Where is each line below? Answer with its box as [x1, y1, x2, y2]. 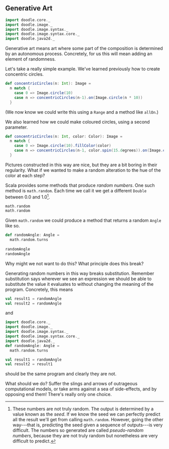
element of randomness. [5, 56, 56, 62]
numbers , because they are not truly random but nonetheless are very [12, 433, 158, 439]
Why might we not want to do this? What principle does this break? [5, 260, 144, 267]
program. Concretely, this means [5, 286, 73, 292]
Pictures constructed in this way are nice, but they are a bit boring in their [5, 162, 157, 168]
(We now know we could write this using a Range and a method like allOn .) [5, 109, 159, 115]
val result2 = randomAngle [5, 301, 62, 306]
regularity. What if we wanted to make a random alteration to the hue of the [5, 167, 161, 173]
